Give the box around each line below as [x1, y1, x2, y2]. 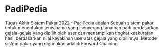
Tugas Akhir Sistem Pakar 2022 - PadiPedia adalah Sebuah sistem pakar [5, 20, 154, 25]
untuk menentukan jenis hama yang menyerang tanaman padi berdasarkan [5, 25, 159, 30]
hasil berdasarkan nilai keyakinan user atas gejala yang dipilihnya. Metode [5, 35, 157, 41]
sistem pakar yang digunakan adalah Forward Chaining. [5, 40, 119, 46]
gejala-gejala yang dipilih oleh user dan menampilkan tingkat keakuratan [5, 30, 154, 36]
